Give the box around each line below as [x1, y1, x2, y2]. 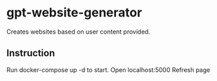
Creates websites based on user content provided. [6, 27, 151, 36]
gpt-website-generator [6, 5, 142, 21]
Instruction [6, 47, 55, 59]
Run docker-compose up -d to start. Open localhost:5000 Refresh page [6, 65, 211, 73]
